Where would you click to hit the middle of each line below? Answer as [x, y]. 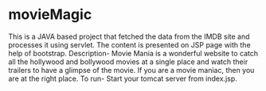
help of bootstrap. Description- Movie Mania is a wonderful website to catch [133, 53]
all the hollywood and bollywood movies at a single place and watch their [128, 62]
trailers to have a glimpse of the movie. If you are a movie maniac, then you [131, 70]
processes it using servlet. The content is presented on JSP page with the [129, 44]
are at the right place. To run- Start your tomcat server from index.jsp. [123, 78]
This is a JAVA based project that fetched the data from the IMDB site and [129, 36]
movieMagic [50, 15]
